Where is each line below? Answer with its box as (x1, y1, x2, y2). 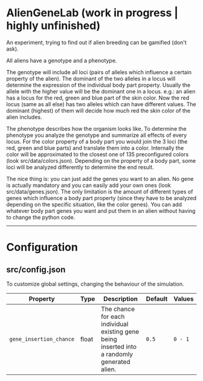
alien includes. (6, 113, 42, 121)
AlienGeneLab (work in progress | (6, 6, 178, 20)
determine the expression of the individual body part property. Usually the (6, 81, 191, 89)
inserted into (100, 342, 137, 351)
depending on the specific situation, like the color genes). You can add (6, 201, 182, 208)
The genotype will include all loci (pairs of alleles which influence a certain (6, 68, 192, 75)
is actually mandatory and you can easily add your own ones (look (6, 181, 171, 189)
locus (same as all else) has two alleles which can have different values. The (6, 100, 196, 108)
